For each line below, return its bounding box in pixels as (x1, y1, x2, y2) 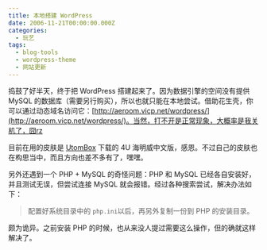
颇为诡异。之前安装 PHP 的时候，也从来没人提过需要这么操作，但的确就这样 (8, 223, 257, 233)
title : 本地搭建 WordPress (8, 11, 93, 20)
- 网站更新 (15, 63, 47, 71)
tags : (8, 41, 26, 49)
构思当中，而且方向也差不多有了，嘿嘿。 (14, 152, 148, 162)
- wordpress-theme (15, 56, 77, 64)
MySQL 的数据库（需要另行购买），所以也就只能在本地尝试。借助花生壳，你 (8, 96, 254, 106)
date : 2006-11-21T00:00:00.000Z (8, 19, 115, 27)
